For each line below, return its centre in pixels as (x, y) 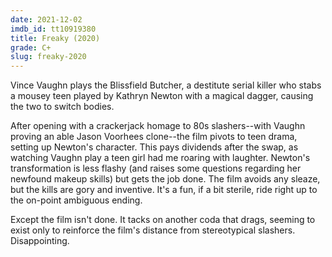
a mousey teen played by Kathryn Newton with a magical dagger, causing (162, 96)
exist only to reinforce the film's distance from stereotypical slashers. (153, 230)
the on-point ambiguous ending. (76, 200)
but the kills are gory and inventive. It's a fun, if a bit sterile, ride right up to (164, 190)
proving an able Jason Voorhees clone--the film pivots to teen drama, (154, 137)
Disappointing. (40, 241)
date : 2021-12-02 (46, 19)
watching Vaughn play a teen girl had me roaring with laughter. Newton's (160, 158)
